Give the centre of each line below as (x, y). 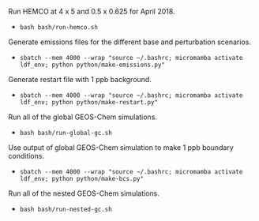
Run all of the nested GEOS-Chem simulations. (84, 193)
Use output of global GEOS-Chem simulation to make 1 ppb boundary (121, 148)
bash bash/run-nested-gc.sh (66, 209)
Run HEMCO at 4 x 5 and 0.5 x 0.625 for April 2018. (92, 11)
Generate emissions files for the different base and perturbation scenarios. (129, 42)
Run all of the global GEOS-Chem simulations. (83, 117)
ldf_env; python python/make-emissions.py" (92, 65)
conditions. (26, 156)
